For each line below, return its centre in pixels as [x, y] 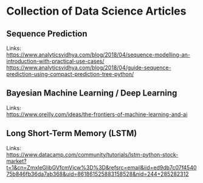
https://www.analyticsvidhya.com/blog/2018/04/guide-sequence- [89, 67]
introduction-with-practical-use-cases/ [55, 61]
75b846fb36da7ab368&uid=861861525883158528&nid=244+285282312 [98, 174]
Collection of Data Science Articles [96, 11]
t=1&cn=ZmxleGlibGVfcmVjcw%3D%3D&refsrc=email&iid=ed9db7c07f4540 [101, 167]
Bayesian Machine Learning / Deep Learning [92, 93]
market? [16, 161]
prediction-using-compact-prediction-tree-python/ [70, 74]
